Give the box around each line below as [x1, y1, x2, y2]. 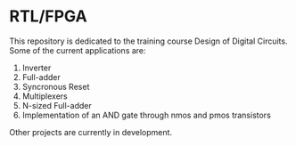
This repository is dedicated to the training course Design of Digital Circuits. [9, 36, 288, 46]
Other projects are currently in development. [9, 126, 172, 137]
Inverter [21, 62, 52, 73]
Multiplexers [21, 91, 69, 101]
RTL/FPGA [9, 6, 87, 27]
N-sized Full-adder [21, 100, 92, 110]
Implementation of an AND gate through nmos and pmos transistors [21, 109, 272, 120]
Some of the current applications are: [9, 45, 146, 55]
